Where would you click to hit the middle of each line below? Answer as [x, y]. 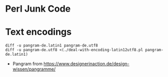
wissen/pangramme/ [34, 69]
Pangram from [27, 64]
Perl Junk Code [38, 9]
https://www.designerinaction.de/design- [87, 64]
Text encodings [38, 32]
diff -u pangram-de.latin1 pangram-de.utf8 [52, 46]
